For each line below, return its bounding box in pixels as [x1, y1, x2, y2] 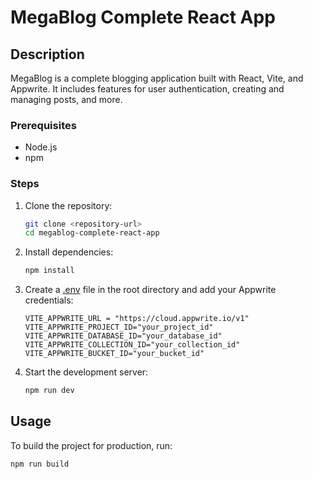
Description [10, 46, 85, 63]
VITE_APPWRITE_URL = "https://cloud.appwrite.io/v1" [24, 314, 250, 324]
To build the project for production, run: [10, 439, 173, 451]
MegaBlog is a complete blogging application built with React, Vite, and [10, 72, 304, 84]
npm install [24, 266, 75, 276]
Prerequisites [10, 118, 77, 132]
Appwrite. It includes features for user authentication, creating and [10, 83, 285, 95]
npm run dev [24, 386, 75, 396]
